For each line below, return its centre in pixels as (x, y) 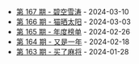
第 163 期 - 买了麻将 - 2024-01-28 (72, 52)
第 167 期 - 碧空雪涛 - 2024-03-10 (72, 12)
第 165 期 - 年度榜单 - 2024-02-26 (73, 32)
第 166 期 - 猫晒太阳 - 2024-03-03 (73, 22)
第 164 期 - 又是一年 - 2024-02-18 (73, 42)
